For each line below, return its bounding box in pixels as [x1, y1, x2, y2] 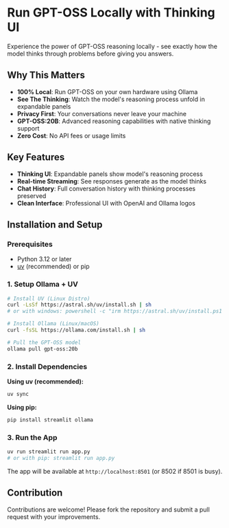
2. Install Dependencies [7, 362, 88, 371]
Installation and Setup [7, 219, 103, 230]
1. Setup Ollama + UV [7, 280, 79, 289]
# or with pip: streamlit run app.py [7, 454, 115, 461]
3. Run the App [7, 432, 58, 442]
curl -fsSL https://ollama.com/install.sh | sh [7, 327, 146, 334]
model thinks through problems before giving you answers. [7, 49, 174, 58]
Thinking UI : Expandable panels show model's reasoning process [16, 170, 204, 178]
